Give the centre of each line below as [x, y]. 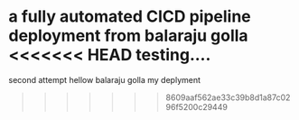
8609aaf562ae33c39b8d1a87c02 [228, 97]
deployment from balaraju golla [129, 36]
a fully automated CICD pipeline [130, 17]
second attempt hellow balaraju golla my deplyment [104, 79]
